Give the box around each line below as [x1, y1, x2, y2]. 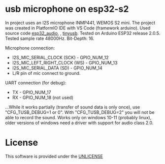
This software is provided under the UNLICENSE [5, 153, 103, 159]
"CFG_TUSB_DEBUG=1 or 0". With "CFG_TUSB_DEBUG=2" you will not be [5, 109, 155, 115]
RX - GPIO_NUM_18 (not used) [12, 95, 74, 100]
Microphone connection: [5, 45, 55, 51]
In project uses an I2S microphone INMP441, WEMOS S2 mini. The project [5, 20, 156, 26]
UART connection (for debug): [5, 80, 66, 86]
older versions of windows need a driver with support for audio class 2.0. [5, 120, 154, 126]
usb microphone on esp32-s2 [5, 3, 129, 15]
